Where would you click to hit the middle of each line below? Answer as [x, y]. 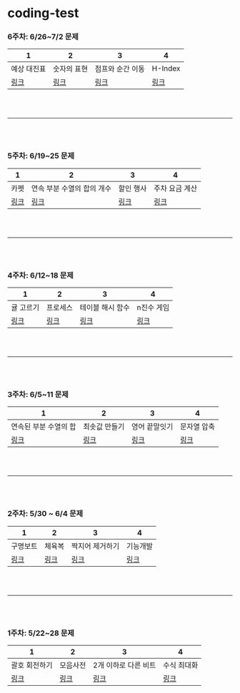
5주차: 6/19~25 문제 [41, 156]
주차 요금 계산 [175, 188]
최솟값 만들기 [104, 427]
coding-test [43, 13]
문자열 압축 [197, 427]
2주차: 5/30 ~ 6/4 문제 [45, 514]
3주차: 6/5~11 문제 [38, 394]
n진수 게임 [153, 308]
